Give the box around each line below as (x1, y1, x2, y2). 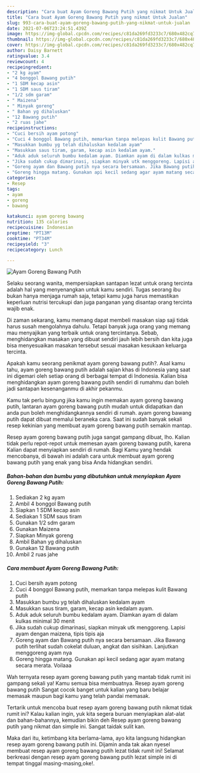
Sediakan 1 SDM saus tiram (15, 513, 82, 520)
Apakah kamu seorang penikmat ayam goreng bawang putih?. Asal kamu (7, 360, 186, 367)
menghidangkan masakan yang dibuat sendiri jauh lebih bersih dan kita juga (7, 336, 193, 343)
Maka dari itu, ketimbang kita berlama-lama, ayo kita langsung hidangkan (7, 734, 186, 742)
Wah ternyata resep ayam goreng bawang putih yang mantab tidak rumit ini (7, 673, 191, 681)
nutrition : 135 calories (7, 219, 68, 225)
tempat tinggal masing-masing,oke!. (7, 760, 95, 767)
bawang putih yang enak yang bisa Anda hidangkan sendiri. (7, 459, 153, 466)
